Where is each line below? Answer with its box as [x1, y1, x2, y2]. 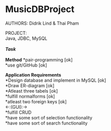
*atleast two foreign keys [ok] [5, 98, 67, 104]
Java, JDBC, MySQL [5, 35, 47, 41]
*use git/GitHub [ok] [5, 62, 47, 68]
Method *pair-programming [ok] [5, 56, 73, 62]
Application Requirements [5, 72, 62, 78]
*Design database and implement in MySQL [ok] [5, 77, 106, 83]
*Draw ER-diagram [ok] [5, 82, 54, 89]
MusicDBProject [5, 4, 75, 15]
